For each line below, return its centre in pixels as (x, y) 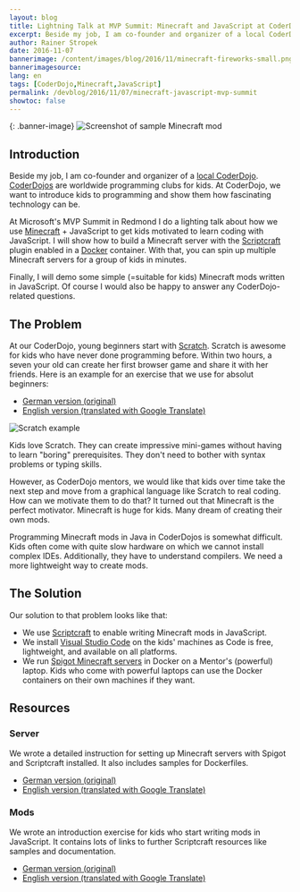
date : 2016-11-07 (42, 51)
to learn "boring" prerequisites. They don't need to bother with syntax (137, 454)
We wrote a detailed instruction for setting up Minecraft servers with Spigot (148, 753)
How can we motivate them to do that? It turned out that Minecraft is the (142, 501)
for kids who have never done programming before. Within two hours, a (141, 355)
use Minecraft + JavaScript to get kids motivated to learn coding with (137, 231)
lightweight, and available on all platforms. (100, 651)
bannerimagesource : (46, 68)
